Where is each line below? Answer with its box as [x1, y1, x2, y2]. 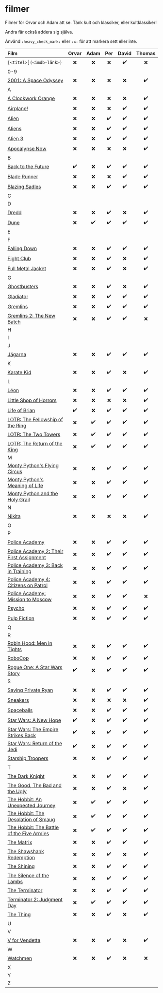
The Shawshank [7, 848, 45, 855]
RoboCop [7, 655, 29, 662]
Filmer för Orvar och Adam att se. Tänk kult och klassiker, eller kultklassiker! [5, 19, 157, 25]
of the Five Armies [7, 830, 49, 837]
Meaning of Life [7, 482, 44, 489]
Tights [7, 646, 22, 653]
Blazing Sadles [7, 184, 41, 190]
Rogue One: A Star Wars [7, 664, 63, 671]
